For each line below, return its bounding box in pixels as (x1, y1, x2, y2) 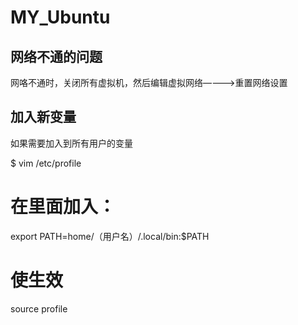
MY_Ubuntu (10, 6, 111, 29)
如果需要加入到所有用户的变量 (10, 137, 133, 149)
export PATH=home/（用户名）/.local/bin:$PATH (10, 230, 210, 242)
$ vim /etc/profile (10, 157, 82, 169)
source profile (10, 302, 68, 315)
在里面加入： (10, 196, 117, 218)
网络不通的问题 (10, 48, 103, 65)
